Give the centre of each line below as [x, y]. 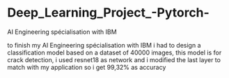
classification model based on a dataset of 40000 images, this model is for [114, 52]
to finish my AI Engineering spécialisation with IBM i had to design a [104, 45]
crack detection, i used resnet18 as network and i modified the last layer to [114, 59]
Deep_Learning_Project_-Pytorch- [109, 13]
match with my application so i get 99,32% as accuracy [87, 67]
